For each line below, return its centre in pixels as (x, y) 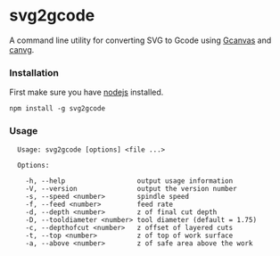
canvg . (22, 49)
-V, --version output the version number (132, 188)
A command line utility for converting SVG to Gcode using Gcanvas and (140, 40)
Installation (34, 72)
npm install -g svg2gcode (57, 109)
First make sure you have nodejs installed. (86, 92)
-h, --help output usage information (129, 181)
